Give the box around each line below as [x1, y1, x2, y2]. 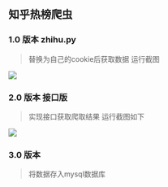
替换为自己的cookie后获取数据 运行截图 [28, 54, 160, 63]
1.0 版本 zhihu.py [8, 34, 77, 46]
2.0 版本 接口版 [8, 92, 67, 103]
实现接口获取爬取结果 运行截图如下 [28, 111, 144, 121]
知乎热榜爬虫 [8, 7, 73, 22]
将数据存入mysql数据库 [28, 169, 106, 179]
